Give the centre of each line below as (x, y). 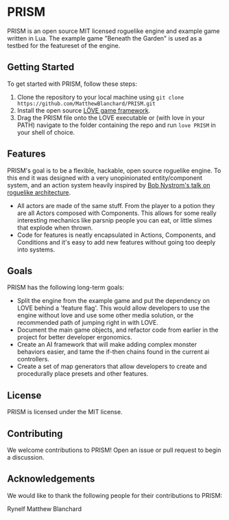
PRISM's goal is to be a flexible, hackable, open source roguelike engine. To (114, 170)
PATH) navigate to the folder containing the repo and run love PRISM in (116, 125)
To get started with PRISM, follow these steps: (72, 84)
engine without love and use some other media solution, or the (105, 315)
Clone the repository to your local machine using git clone (100, 97)
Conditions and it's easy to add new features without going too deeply (116, 242)
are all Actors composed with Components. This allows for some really (117, 213)
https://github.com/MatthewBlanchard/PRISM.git (86, 104)
